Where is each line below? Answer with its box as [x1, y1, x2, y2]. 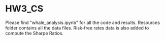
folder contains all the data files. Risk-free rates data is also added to [5, 24, 149, 30]
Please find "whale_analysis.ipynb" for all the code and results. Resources [5, 19, 160, 25]
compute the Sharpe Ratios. [5, 30, 63, 36]
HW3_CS [5, 3, 44, 14]
